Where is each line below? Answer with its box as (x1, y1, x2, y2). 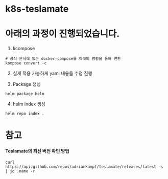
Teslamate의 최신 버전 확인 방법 (5, 148, 69, 154)
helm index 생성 (12, 101, 46, 107)
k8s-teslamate (5, 3, 69, 15)
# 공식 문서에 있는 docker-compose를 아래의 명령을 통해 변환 (5, 56, 121, 61)
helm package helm (5, 92, 44, 97)
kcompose (12, 46, 35, 52)
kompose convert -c (5, 61, 47, 66)
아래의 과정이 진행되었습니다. (5, 28, 120, 40)
